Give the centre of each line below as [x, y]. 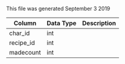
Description [99, 23]
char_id [20, 33]
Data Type [62, 23]
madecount [25, 52]
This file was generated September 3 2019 [58, 9]
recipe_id [22, 43]
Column [25, 23]
